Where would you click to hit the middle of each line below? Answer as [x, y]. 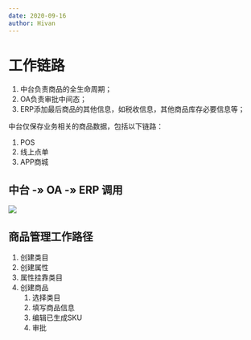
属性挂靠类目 [41, 277]
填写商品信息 [53, 308]
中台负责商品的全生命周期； [66, 89]
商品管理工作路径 [51, 237]
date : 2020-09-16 [37, 16]
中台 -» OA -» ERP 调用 [66, 190]
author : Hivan [32, 23]
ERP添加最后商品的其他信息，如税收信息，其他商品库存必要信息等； [132, 109]
